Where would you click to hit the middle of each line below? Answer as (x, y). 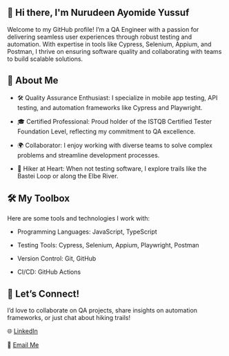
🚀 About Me (33, 81)
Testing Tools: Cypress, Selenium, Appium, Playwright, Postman (108, 245)
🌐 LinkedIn (22, 331)
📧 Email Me (23, 345)
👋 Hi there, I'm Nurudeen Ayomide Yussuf (98, 13)
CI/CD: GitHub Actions (49, 272)
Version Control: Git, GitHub (57, 259)
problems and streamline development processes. (88, 155)
